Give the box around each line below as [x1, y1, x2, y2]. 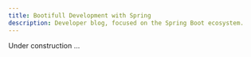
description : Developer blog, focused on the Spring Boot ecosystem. [8, 19, 245, 27]
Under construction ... [8, 40, 80, 50]
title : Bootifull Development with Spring [8, 11, 151, 20]
